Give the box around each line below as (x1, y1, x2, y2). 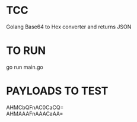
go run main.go (6, 63, 43, 70)
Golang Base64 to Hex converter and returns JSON (6, 23, 132, 30)
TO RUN (6, 44, 46, 57)
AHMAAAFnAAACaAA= (6, 110, 63, 117)
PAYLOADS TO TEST (6, 84, 109, 98)
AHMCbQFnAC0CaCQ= (6, 104, 64, 111)
